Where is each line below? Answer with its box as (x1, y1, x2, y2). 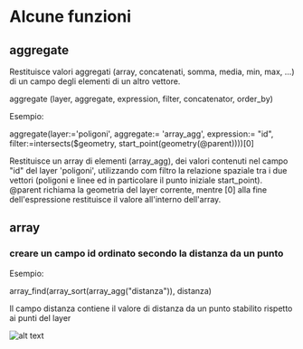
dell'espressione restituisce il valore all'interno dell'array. (9, 194, 222, 204)
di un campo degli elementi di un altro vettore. (9, 76, 181, 87)
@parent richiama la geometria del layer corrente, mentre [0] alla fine (9, 184, 268, 195)
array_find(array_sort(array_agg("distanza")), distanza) (9, 285, 213, 296)
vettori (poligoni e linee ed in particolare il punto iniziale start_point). (9, 174, 263, 185)
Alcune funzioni (9, 6, 131, 27)
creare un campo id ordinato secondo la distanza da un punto (9, 247, 284, 259)
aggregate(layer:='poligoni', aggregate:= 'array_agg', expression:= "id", (9, 128, 274, 139)
